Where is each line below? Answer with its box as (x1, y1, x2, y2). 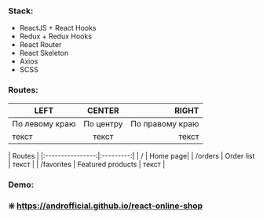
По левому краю (12, 118, 76, 129)
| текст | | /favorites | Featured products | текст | (8, 159, 166, 169)
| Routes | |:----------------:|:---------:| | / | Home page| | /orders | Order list (8, 151, 255, 160)
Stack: (8, 5, 34, 16)
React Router (19, 40, 62, 49)
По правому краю (130, 118, 199, 129)
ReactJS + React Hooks (19, 24, 97, 33)
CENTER (87, 104, 119, 115)
